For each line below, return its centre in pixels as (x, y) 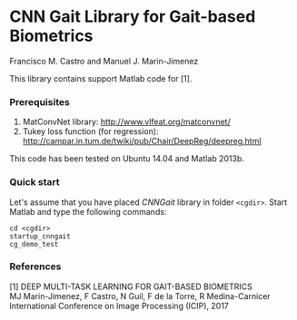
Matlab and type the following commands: (88, 211)
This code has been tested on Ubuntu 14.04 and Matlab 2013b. (127, 159)
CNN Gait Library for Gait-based (133, 17)
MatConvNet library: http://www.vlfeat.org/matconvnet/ (126, 122)
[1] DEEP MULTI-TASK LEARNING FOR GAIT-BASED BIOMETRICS (131, 286)
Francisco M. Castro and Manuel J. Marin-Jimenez (104, 61)
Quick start (35, 182)
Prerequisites (40, 102)
